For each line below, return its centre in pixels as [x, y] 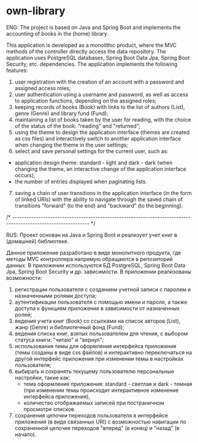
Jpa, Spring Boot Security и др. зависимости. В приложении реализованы [99, 272]
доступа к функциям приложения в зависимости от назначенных [97, 308]
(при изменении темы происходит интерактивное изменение [101, 390]
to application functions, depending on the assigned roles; [85, 101]
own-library [36, 11]
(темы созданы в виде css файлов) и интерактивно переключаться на [103, 352]
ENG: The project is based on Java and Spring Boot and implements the [94, 27]
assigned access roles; [43, 88]
